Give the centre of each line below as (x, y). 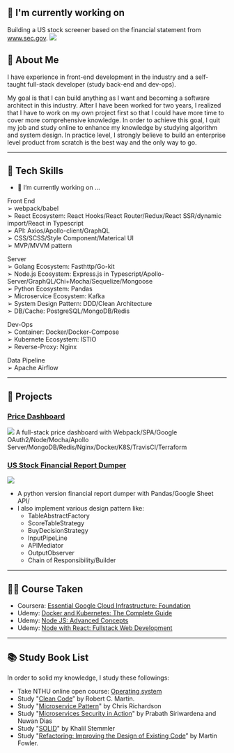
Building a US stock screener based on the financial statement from (104, 29)
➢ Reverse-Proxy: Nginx (42, 347)
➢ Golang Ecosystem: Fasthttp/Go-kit (61, 267)
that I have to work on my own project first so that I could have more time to (116, 112)
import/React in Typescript (45, 224)
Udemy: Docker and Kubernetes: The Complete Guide (95, 613)
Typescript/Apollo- (138, 274)
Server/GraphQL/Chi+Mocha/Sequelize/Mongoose (80, 282)
